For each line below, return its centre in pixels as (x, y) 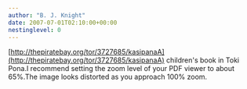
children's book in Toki (203, 60)
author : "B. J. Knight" (47, 15)
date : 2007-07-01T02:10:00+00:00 (63, 23)
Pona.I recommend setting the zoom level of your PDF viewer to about (122, 69)
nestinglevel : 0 (35, 30)
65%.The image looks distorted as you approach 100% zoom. (108, 77)
